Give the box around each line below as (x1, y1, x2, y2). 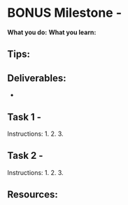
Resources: (7, 189, 58, 201)
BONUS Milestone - (7, 5, 122, 21)
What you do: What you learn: (7, 28, 97, 36)
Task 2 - (7, 150, 43, 162)
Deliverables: (7, 72, 66, 84)
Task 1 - (7, 111, 42, 123)
